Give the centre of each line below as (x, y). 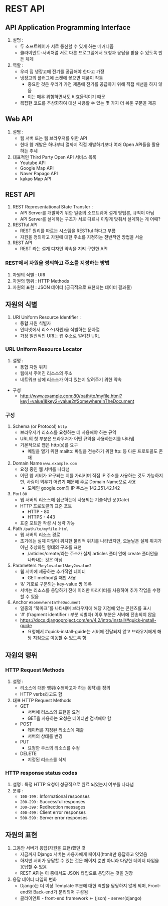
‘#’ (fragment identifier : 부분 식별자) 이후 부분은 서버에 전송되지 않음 (88, 615)
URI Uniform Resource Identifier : (47, 317)
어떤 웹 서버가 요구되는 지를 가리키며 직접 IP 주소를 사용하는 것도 (83, 476)
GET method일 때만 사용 (52, 578)
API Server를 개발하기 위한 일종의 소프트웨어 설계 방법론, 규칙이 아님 (87, 212)
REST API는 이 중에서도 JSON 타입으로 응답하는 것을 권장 (76, 873)
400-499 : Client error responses (53, 812)
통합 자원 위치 (33, 367)
